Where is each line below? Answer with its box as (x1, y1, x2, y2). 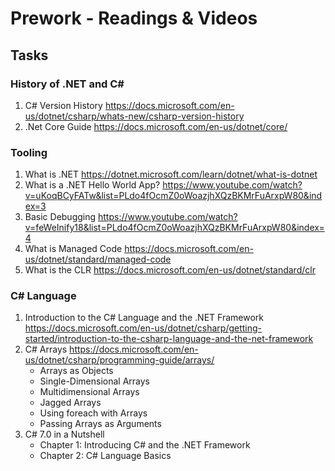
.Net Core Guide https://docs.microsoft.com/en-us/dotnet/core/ (24, 120, 288, 132)
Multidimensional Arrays (39, 386, 140, 398)
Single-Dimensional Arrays (39, 375, 150, 387)
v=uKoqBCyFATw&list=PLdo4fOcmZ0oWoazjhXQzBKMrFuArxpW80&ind (24, 190, 323, 202)
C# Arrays (24, 343, 68, 356)
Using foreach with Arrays (39, 407, 148, 419)
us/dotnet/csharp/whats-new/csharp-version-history (24, 110, 245, 122)
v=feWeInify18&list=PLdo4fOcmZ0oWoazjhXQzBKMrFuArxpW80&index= (24, 222, 325, 234)
